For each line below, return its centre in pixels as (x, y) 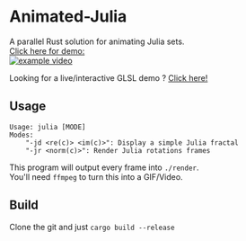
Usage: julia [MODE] (48, 127)
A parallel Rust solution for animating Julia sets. (97, 41)
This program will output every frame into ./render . (104, 167)
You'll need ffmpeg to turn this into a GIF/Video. (96, 176)
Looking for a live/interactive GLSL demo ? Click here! (109, 77)
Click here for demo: (47, 50)
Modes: (22, 135)
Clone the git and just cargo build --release (92, 227)
